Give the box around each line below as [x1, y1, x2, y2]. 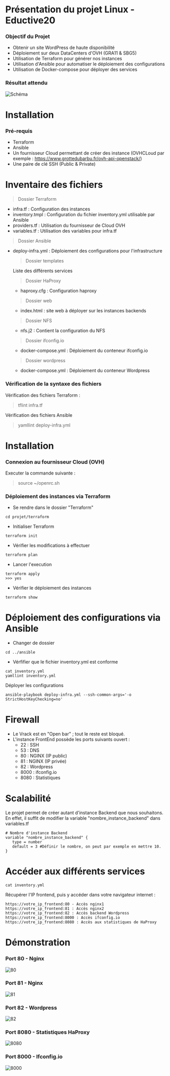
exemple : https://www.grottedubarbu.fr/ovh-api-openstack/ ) [12, 155, 142, 162]
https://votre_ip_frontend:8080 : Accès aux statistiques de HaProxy [5, 920, 157, 925]
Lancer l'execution [12, 561, 52, 568]
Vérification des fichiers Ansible [5, 412, 73, 418]
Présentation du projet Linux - [5, 4, 135, 15]
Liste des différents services [12, 268, 73, 274]
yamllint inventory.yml [5, 673, 56, 679]
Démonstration [5, 937, 71, 948]
